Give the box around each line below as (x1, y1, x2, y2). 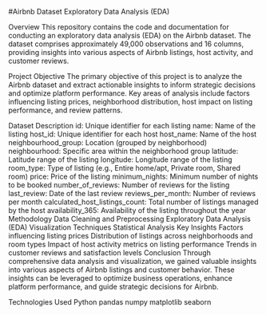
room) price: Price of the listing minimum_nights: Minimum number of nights (8, 171, 259, 181)
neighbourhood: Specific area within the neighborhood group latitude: (8, 147, 239, 156)
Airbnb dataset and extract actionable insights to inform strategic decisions (8, 80, 256, 89)
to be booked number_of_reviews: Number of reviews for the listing (8, 180, 230, 190)
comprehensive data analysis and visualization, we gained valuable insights (8, 257, 257, 266)
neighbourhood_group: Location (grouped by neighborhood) (8, 138, 208, 147)
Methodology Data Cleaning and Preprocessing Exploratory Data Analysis (8, 215, 252, 223)
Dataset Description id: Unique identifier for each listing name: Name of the (8, 121, 256, 130)
